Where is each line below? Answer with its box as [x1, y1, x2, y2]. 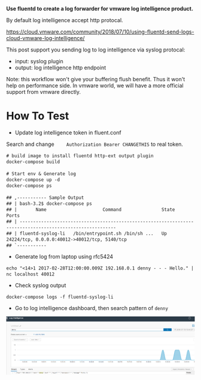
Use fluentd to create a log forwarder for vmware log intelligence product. [6, 5, 193, 12]
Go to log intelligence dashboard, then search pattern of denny [14, 304, 169, 311]
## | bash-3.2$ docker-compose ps [6, 200, 93, 207]
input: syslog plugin [14, 58, 64, 65]
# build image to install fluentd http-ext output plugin [6, 152, 154, 159]
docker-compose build [6, 158, 60, 165]
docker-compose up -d [6, 176, 60, 183]
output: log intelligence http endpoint [14, 64, 106, 71]
